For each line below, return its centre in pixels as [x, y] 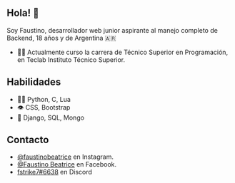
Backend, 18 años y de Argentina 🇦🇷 [61, 38]
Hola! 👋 [23, 13]
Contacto [28, 140]
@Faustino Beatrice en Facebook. [67, 164]
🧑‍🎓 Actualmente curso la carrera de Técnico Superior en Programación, [122, 52]
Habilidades [34, 82]
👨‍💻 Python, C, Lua [44, 99]
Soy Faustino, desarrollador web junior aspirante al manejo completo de [112, 30]
